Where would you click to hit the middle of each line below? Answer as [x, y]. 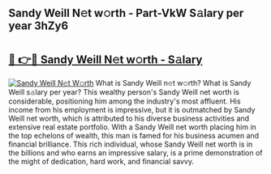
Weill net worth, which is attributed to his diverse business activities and [129, 118]
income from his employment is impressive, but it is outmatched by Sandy [132, 110]
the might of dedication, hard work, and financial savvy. [101, 161]
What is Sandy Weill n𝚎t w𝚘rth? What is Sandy [173, 83]
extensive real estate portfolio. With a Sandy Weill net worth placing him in [133, 127]
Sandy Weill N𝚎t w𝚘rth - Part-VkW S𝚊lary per [126, 13]
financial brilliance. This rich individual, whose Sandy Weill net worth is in [131, 144]
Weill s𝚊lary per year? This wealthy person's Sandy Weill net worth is [124, 92]
